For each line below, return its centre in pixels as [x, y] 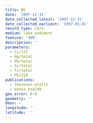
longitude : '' [20, 108]
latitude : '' [19, 113]
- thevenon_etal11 [29, 84]
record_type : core [24, 29]
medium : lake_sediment [29, 33]
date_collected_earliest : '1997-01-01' [47, 24]
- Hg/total [21, 56]
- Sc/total [21, 66]
